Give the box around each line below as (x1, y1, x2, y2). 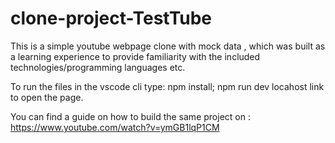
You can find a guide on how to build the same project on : (10, 110, 251, 122)
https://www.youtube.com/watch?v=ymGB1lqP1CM (10, 121, 220, 133)
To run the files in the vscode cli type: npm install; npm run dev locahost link (10, 80, 325, 92)
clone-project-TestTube (10, 7, 213, 30)
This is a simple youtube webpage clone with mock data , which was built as (10, 40, 326, 52)
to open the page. (10, 91, 84, 103)
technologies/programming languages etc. (10, 61, 186, 73)
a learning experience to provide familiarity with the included (10, 50, 261, 62)
